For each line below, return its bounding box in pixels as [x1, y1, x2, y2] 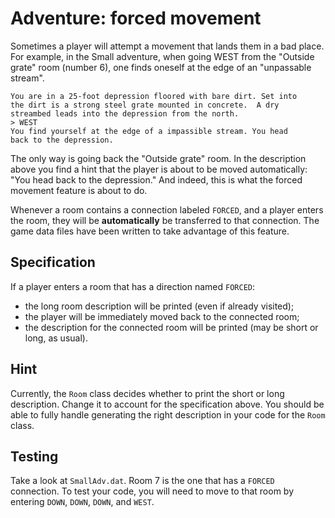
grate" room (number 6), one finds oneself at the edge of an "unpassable [10, 61, 312, 73]
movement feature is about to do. [10, 184, 148, 196]
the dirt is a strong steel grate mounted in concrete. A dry [10, 100, 280, 110]
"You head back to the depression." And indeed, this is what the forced [10, 173, 303, 186]
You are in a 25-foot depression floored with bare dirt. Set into [10, 91, 298, 101]
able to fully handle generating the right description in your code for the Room [10, 408, 326, 421]
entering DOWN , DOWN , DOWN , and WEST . [10, 496, 155, 508]
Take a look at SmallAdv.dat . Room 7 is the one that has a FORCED [10, 475, 275, 487]
